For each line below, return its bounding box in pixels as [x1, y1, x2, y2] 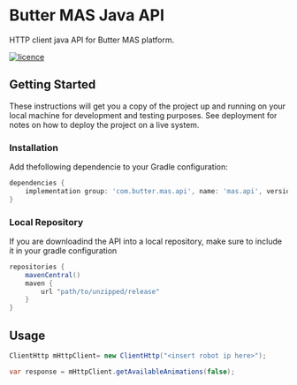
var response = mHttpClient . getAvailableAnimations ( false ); [9, 367, 236, 376]
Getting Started [9, 77, 96, 93]
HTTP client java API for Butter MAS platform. [9, 34, 175, 45]
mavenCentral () [25, 270, 81, 279]
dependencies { [9, 178, 65, 188]
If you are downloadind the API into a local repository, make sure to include [9, 236, 283, 246]
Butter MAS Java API [9, 5, 165, 26]
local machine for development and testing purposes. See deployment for [9, 109, 278, 120]
